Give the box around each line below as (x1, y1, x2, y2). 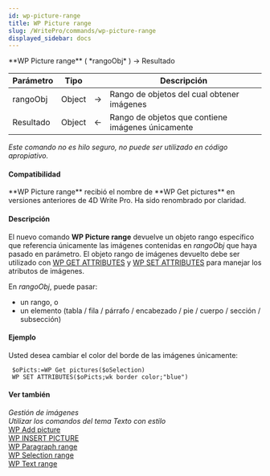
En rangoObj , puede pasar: (8, 282, 98, 291)
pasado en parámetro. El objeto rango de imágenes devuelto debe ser (8, 249, 240, 258)
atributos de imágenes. (8, 266, 85, 275)
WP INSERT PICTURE (8, 433, 80, 443)
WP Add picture (8, 425, 61, 434)
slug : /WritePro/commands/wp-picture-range (8, 26, 157, 35)
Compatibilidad (8, 169, 61, 179)
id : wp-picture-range (8, 11, 81, 20)
